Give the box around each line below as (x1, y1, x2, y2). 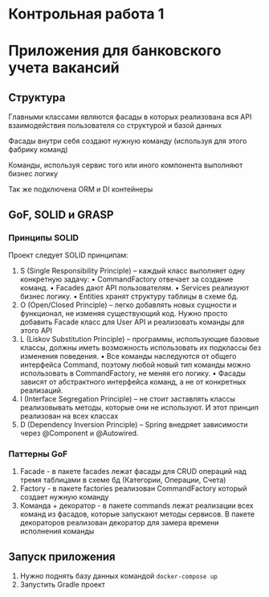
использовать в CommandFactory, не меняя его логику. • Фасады (19, 368, 247, 378)
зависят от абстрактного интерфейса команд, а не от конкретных (19, 377, 247, 386)
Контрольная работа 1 (8, 5, 165, 23)
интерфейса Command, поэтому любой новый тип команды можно (19, 360, 251, 369)
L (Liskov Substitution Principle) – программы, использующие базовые (19, 334, 259, 344)
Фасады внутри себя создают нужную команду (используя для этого (8, 136, 247, 146)
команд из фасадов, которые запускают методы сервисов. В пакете (19, 509, 255, 519)
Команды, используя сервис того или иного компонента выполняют (8, 160, 243, 170)
